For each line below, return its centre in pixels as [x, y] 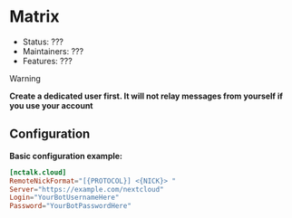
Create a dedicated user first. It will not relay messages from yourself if [146, 96]
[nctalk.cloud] [38, 172]
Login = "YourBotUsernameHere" [64, 198]
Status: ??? [43, 42]
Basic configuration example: [66, 156]
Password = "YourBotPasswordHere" [70, 206]
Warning [25, 78]
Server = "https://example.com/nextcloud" [87, 189]
